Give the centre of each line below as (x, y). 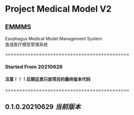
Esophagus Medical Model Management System (54, 38)
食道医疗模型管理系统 (26, 44)
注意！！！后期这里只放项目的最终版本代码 (48, 79)
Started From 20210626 (34, 67)
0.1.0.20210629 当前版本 (43, 106)
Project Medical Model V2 (58, 9)
